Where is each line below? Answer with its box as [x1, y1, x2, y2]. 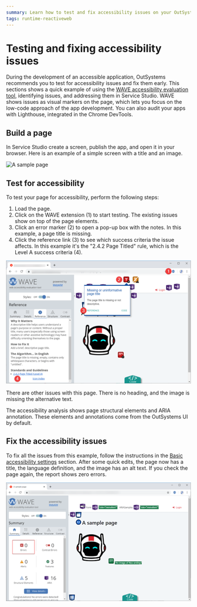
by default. [6, 419, 32, 426]
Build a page [6, 128, 53, 138]
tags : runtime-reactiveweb [6, 15, 72, 22]
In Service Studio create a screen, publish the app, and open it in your [6, 144, 175, 151]
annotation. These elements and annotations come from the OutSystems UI [6, 413, 188, 420]
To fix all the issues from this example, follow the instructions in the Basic [6, 452, 183, 459]
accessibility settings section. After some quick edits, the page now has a [6, 458, 184, 465]
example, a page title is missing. [14, 230, 93, 237]
